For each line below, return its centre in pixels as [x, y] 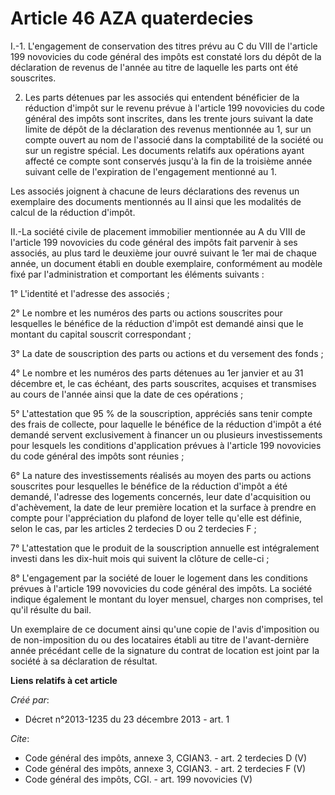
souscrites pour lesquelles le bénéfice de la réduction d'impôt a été [149, 486]
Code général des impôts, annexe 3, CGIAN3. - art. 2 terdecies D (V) [166, 758]
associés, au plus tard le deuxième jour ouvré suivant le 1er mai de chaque [163, 253]
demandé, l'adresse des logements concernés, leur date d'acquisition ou [161, 496]
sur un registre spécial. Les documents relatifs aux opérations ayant [164, 150]
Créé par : [30, 699]
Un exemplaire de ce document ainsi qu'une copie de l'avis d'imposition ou [165, 629]
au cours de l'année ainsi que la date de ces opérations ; [127, 394]
